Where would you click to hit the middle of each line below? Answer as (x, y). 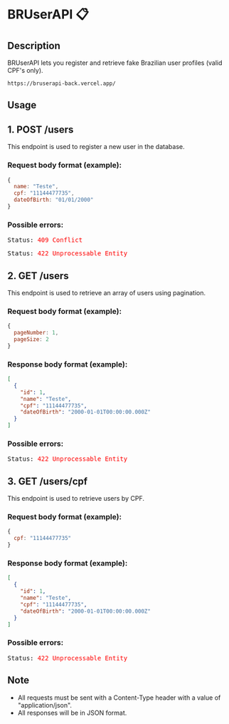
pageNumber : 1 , (36, 333)
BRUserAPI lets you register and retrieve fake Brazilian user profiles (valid (115, 63)
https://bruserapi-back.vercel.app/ (62, 83)
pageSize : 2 (32, 340)
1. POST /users (41, 129)
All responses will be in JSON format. (72, 713)
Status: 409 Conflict (45, 240)
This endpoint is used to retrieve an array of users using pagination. (107, 292)
